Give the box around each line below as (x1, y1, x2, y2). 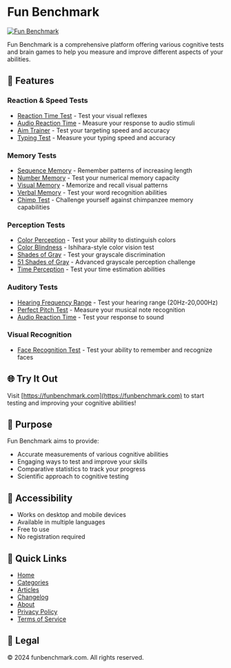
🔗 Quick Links (7, 553, 67, 564)
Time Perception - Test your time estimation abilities (17, 265, 165, 273)
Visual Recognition (7, 330, 72, 340)
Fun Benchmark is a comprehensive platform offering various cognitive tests (7, 40, 224, 48)
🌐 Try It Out (7, 373, 58, 385)
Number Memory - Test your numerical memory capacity (17, 173, 180, 181)
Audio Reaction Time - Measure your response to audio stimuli (17, 119, 195, 127)
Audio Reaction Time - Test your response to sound (17, 313, 164, 321)
